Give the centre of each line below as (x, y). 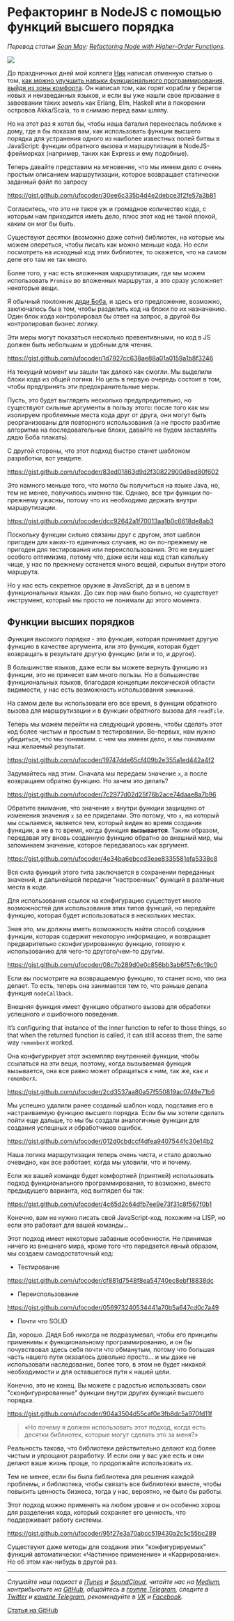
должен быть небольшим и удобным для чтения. (80, 344)
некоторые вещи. (33, 288)
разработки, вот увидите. (45, 458)
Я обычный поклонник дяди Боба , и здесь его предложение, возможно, (114, 301)
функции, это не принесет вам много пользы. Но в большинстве (103, 674)
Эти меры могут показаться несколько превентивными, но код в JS (109, 337)
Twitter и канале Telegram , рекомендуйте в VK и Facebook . (95, 1597)
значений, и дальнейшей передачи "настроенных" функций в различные (116, 879)
